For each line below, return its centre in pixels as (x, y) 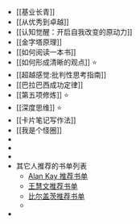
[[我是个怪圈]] (39, 130)
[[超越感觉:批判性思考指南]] (61, 75)
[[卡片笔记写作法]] (46, 120)
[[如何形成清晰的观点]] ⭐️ (57, 62)
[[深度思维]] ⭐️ (39, 108)
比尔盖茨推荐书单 (56, 196)
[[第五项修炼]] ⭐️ (43, 95)
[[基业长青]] (35, 12)
